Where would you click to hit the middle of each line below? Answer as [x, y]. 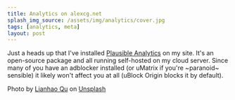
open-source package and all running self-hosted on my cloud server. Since [118, 61]
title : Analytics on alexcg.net [55, 14]
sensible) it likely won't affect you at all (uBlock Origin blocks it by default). [115, 76]
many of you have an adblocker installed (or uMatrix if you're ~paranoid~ [113, 68]
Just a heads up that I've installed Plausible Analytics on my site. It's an [110, 53]
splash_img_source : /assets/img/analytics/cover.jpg [86, 20]
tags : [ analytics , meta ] [44, 27]
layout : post [26, 33]
